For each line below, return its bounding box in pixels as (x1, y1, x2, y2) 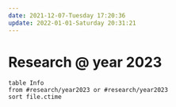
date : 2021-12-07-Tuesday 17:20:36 (8, 11, 126, 20)
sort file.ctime (8, 93, 62, 101)
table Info (8, 79, 44, 87)
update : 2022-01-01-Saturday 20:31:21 (8, 19, 136, 27)
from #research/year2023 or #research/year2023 (8, 86, 169, 94)
